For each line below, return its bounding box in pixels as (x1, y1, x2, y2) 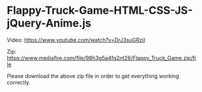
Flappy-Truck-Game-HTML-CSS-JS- (7, 4, 193, 17)
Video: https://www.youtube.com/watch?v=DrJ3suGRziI (7, 36, 145, 43)
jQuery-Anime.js (7, 16, 91, 30)
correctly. (7, 79, 31, 86)
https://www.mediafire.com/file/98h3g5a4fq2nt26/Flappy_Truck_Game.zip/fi (7, 54, 197, 61)
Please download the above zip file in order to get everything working (7, 72, 179, 79)
